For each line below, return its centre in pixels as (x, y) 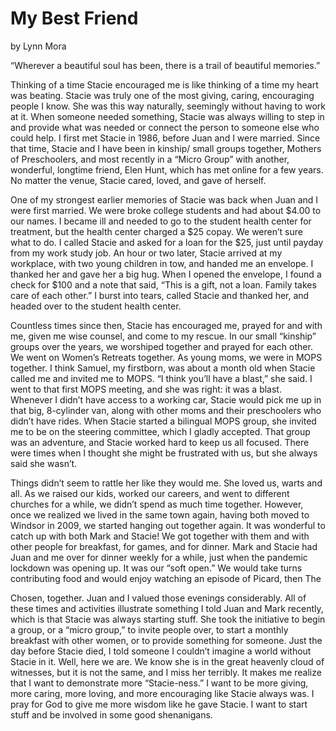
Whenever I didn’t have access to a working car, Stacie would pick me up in (166, 399)
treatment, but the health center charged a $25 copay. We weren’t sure (156, 231)
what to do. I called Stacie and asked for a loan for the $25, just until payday (167, 242)
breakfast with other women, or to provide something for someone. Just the (166, 640)
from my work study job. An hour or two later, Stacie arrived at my (146, 253)
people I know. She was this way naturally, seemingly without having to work (168, 106)
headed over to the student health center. (96, 306)
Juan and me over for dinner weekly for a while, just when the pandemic (159, 557)
